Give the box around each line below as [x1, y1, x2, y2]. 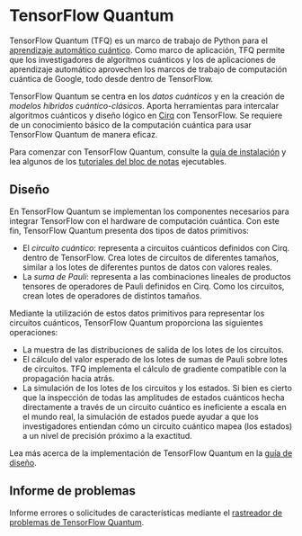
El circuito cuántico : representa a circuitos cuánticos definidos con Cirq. [22, 242, 290, 253]
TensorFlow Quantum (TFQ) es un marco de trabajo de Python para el [9, 35, 268, 46]
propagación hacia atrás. [22, 372, 115, 383]
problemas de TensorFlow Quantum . [9, 516, 145, 527]
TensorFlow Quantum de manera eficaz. [9, 129, 158, 139]
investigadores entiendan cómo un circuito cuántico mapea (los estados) [22, 420, 293, 432]
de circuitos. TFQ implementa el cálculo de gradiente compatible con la [22, 363, 287, 374]
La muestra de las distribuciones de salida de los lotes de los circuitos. [22, 344, 285, 355]
